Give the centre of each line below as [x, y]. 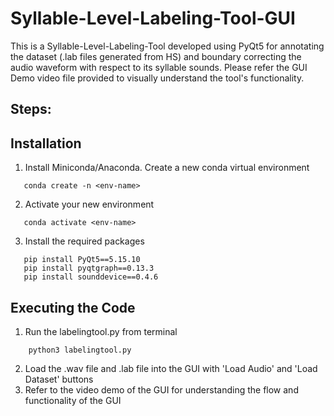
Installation [46, 143]
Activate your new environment [89, 204]
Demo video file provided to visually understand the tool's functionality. [157, 78]
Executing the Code [73, 307]
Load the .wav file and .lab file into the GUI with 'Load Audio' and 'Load [171, 368]
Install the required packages [84, 241]
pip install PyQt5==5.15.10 [82, 260]
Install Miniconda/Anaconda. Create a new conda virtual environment [167, 168]
